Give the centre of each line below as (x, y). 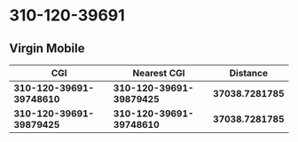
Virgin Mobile (47, 48)
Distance (249, 73)
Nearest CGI (159, 73)
